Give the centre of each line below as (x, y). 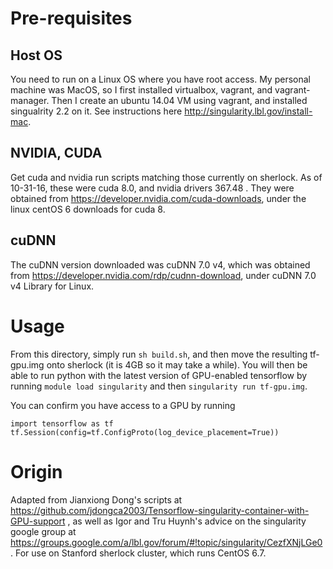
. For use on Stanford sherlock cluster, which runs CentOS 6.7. (138, 553)
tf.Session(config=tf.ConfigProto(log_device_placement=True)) (145, 432)
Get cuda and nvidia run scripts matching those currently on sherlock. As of (166, 177)
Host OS (36, 55)
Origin (36, 471)
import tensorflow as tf (62, 423)
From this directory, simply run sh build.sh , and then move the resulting (159, 354)
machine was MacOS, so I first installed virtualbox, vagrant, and (141, 90)
